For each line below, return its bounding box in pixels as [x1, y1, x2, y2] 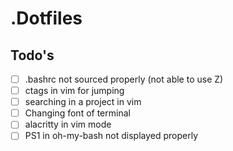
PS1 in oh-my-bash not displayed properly [24, 130, 199, 142]
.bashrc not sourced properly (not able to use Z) [24, 73, 224, 85]
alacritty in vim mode [24, 118, 112, 131]
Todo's [10, 47, 55, 64]
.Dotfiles [10, 7, 83, 30]
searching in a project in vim [24, 96, 142, 108]
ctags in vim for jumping [24, 85, 125, 97]
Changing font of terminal [24, 107, 131, 119]
